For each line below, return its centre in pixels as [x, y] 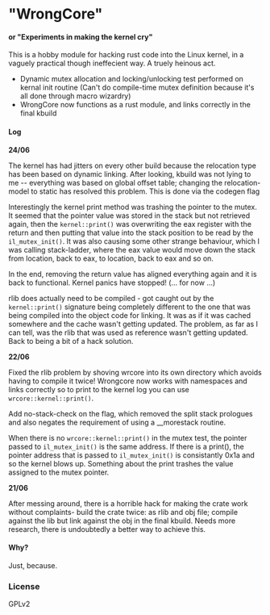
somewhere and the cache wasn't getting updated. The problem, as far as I [133, 324]
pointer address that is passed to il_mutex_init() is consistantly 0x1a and [132, 455]
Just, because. [33, 565]
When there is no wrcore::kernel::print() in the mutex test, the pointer [128, 437]
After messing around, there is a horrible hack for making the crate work [128, 503]
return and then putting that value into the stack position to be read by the [131, 232]
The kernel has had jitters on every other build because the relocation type [132, 165]
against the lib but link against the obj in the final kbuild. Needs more [122, 521]
